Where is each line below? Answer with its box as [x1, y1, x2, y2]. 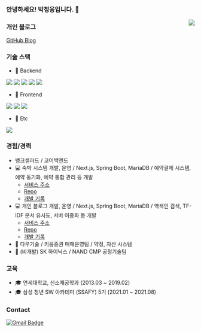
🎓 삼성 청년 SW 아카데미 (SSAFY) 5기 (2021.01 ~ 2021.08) [14, 288, 157, 296]
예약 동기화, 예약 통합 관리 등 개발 [14, 173, 93, 181]
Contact [6, 306, 31, 314]
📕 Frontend [14, 91, 42, 98]
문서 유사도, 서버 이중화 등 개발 [25, 211, 97, 219]
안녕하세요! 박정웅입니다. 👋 [6, 5, 80, 13]
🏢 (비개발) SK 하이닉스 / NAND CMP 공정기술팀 [14, 248, 127, 255]
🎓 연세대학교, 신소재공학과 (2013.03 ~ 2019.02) [14, 279, 130, 287]
